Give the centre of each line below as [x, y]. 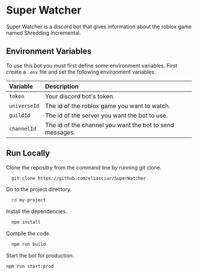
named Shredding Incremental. [44, 32]
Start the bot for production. [40, 256]
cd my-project [29, 200]
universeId [24, 106]
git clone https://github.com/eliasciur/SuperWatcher [79, 178]
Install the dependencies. [37, 211]
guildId [20, 115]
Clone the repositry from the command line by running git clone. [84, 167]
